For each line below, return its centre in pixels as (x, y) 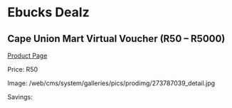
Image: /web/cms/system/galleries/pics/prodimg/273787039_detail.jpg (111, 83)
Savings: (20, 97)
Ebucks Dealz (49, 12)
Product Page (27, 55)
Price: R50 (23, 69)
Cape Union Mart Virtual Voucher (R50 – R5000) (116, 39)
